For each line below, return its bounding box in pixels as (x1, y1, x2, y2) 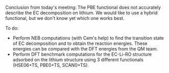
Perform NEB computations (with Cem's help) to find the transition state (12, 35, 164, 41)
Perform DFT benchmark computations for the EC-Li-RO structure (12, 51, 152, 57)
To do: (5, 25, 19, 31)
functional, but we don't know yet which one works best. (5, 15, 125, 21)
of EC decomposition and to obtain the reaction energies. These (12, 40, 148, 46)
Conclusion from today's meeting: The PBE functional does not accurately (5, 5, 161, 10)
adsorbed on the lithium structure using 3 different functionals (12, 57, 144, 63)
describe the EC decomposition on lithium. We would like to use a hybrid (5, 10, 158, 16)
